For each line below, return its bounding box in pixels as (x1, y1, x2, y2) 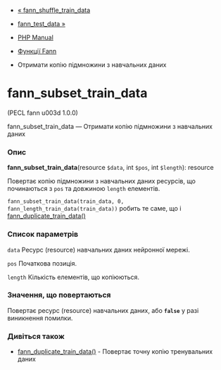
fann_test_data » (17, 20, 65, 27)
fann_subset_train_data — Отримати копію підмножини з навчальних (7, 122, 213, 130)
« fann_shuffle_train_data (17, 6, 91, 14)
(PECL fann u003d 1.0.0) (7, 109, 79, 117)
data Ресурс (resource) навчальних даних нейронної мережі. (7, 245, 190, 254)
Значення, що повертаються (7, 290, 111, 300)
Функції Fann (17, 47, 57, 55)
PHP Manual (17, 33, 54, 42)
